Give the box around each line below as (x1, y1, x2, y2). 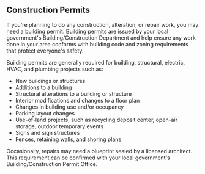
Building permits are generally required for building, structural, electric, (6, 59, 185, 66)
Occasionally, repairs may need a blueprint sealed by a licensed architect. (6, 147, 193, 154)
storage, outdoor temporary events (15, 122, 104, 130)
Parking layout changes (15, 109, 75, 117)
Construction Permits (6, 5, 91, 15)
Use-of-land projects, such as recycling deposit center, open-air (15, 116, 178, 123)
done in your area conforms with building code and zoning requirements (6, 40, 188, 48)
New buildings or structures (15, 77, 86, 84)
